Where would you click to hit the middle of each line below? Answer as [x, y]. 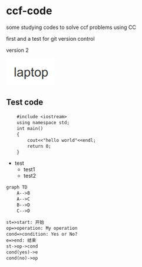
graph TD [17, 187]
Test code [25, 102]
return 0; [39, 146]
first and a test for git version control [51, 38]
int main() [30, 128]
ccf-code [29, 11]
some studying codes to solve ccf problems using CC [71, 27]
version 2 [17, 50]
